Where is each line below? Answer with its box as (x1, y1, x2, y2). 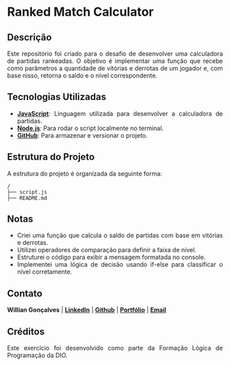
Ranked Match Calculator (7, 4, 154, 20)
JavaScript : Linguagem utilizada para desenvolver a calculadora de (16, 109, 223, 117)
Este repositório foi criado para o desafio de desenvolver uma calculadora (7, 49, 223, 58)
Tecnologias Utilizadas (7, 91, 107, 103)
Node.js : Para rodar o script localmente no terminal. (16, 124, 164, 132)
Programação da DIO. (7, 351, 68, 360)
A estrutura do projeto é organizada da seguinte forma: (7, 169, 162, 178)
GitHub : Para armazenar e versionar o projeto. (16, 131, 149, 139)
